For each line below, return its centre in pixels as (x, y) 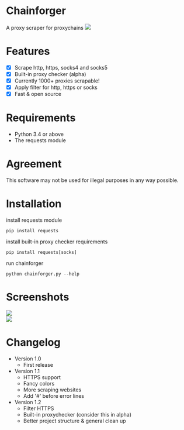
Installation (34, 204)
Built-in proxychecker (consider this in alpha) (77, 414)
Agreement (34, 164)
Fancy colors (39, 383)
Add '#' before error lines (54, 395)
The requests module (40, 140)
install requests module (34, 220)
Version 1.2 (28, 402)
